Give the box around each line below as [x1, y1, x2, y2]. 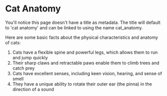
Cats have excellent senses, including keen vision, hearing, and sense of [12, 70, 162, 76]
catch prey [12, 65, 35, 71]
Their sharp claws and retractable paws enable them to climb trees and [12, 60, 159, 66]
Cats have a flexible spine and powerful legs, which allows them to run [12, 49, 158, 55]
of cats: [5, 39, 21, 45]
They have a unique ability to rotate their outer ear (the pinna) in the [12, 81, 152, 87]
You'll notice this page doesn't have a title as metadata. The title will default [5, 19, 161, 25]
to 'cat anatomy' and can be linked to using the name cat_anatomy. [5, 24, 143, 30]
